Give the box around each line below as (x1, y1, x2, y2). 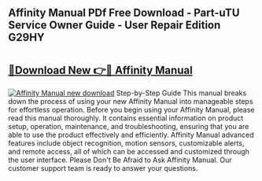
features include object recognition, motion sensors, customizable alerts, (8, 139, 245, 148)
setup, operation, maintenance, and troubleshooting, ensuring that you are (8, 122, 249, 131)
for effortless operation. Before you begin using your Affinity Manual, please (8, 105, 255, 114)
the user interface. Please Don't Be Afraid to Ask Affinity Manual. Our (8, 155, 232, 164)
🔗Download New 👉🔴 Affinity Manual (8, 63, 193, 77)
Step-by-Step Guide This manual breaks (116, 88, 247, 98)
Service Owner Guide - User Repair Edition (8, 19, 221, 32)
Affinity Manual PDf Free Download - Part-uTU (8, 6, 240, 20)
